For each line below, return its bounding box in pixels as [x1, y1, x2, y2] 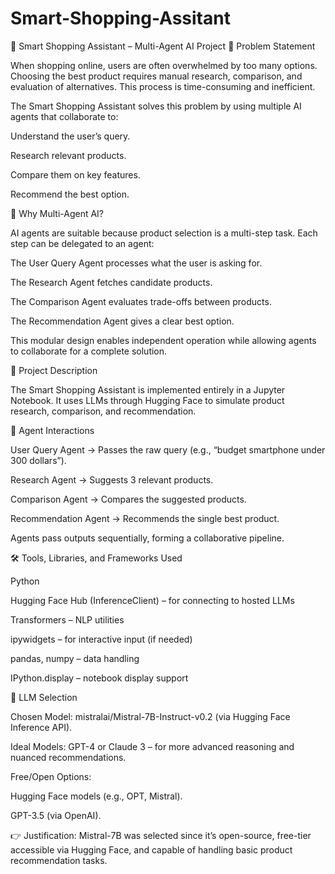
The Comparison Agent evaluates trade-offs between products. [10, 295, 272, 307]
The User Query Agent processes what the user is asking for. [10, 257, 263, 269]
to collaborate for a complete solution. [10, 345, 168, 357]
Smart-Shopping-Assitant [10, 7, 231, 30]
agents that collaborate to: [10, 110, 119, 122]
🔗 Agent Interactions [10, 424, 95, 436]
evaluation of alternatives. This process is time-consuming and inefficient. [10, 80, 316, 92]
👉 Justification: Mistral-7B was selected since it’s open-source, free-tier [10, 829, 312, 841]
